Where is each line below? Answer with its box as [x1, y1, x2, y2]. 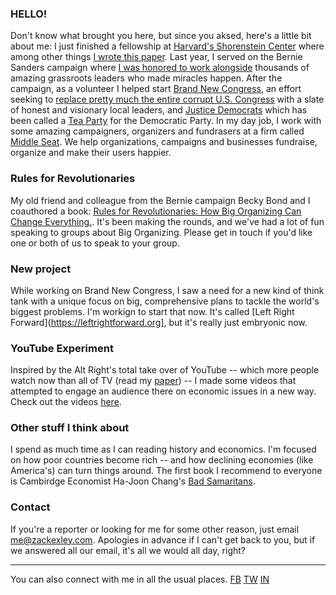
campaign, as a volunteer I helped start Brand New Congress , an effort [10, 83, 302, 95]
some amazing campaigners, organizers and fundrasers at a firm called [10, 125, 305, 137]
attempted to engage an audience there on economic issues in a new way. [10, 385, 317, 397]
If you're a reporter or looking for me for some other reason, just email [10, 523, 300, 535]
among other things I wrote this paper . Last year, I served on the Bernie [10, 51, 303, 63]
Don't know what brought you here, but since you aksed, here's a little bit [10, 30, 312, 42]
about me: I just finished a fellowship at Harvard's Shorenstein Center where [10, 40, 325, 52]
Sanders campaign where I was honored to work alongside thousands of [10, 62, 310, 74]
